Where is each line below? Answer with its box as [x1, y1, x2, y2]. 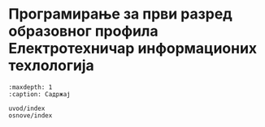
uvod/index [8, 104, 46, 112]
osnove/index [8, 111, 53, 120]
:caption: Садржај [8, 90, 71, 98]
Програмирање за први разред [8, 5, 233, 23]
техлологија [8, 57, 95, 75]
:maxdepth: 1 [8, 83, 53, 91]
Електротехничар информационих [8, 40, 258, 57]
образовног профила [8, 22, 159, 40]
